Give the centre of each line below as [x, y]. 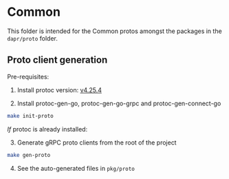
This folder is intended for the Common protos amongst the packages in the [115, 31]
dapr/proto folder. [33, 38]
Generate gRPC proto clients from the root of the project [97, 143]
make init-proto [30, 116]
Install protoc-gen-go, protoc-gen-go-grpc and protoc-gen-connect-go [119, 103]
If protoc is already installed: [47, 129]
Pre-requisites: [28, 76]
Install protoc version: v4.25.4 [59, 89]
